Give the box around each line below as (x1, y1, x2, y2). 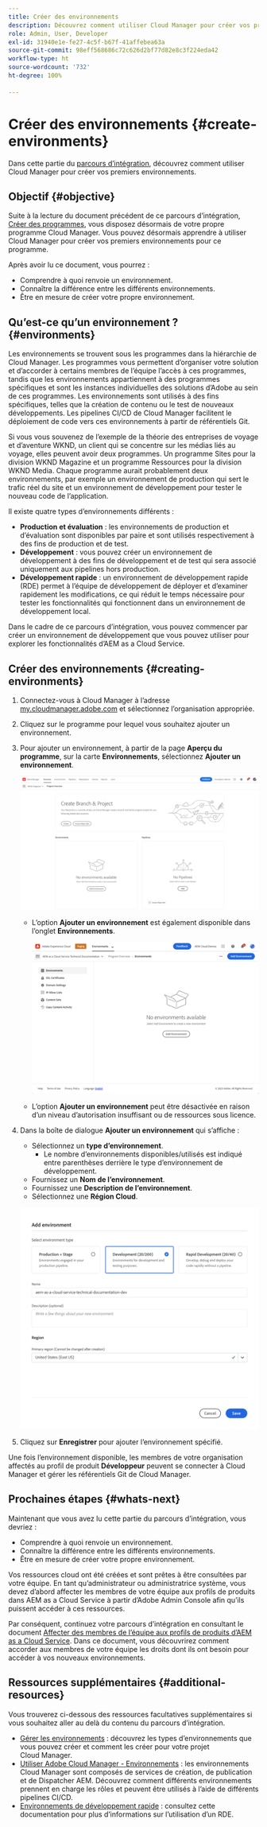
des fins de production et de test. (19, 539, 130, 549)
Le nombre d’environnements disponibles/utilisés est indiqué (43, 1149, 242, 1159)
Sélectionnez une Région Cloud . (31, 1191, 138, 1201)
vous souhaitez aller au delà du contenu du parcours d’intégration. (8, 1718, 226, 1728)
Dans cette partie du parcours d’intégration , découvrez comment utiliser (8, 158, 245, 168)
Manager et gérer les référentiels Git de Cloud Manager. (8, 1470, 192, 1479)
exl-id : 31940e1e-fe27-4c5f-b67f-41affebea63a (8, 38, 165, 46)
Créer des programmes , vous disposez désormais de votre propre (8, 220, 225, 229)
